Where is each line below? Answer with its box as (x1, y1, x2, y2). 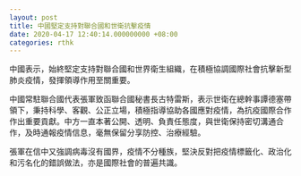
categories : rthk (9, 38, 74, 47)
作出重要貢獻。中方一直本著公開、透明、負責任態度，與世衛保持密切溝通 (9, 116, 276, 127)
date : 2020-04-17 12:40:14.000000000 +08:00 (9, 29, 178, 38)
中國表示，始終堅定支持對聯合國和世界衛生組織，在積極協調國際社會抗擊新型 (9, 63, 292, 74)
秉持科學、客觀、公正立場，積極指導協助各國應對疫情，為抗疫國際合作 (32, 105, 292, 116)
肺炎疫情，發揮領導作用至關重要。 (9, 75, 135, 86)
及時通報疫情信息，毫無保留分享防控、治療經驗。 (24, 127, 206, 138)
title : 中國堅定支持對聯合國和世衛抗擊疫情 (9, 21, 151, 30)
